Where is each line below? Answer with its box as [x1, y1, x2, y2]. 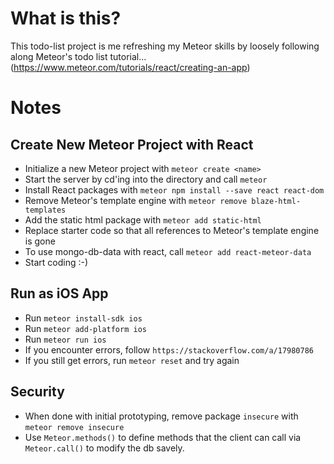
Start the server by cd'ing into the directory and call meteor [24, 173, 268, 185]
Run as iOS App [10, 285, 109, 302]
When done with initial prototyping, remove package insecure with [24, 410, 299, 422]
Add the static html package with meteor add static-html [24, 213, 262, 226]
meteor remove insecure [24, 422, 125, 432]
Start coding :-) [24, 256, 89, 268]
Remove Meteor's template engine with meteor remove [24, 194, 248, 206]
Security [10, 383, 65, 401]
